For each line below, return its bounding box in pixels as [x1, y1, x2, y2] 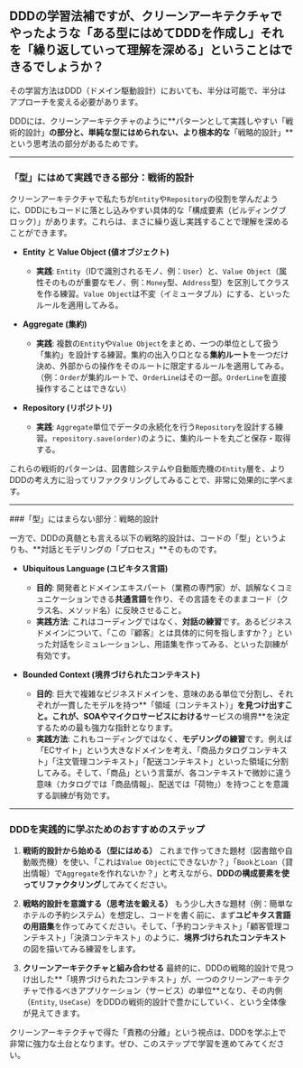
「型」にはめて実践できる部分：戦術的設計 [9, 171, 194, 183]
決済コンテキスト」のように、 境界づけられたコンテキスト [73, 933, 287, 943]
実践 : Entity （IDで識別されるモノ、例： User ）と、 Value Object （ [35, 265, 280, 277]
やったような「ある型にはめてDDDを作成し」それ [9, 25, 284, 41]
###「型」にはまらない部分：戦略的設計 [9, 514, 160, 525]
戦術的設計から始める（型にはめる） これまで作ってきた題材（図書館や [22, 845, 286, 856]
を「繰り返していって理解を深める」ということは [9, 42, 281, 58]
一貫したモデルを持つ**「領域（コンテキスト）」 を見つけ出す [60, 700, 286, 710]
